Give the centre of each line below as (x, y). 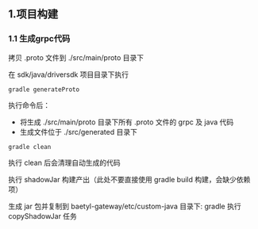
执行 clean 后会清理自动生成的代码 (64, 162)
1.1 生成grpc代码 (39, 39)
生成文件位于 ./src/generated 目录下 (78, 132)
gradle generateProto (44, 90)
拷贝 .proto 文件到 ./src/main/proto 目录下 (76, 57)
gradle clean (30, 147)
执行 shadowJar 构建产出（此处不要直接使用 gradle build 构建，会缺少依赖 (129, 179)
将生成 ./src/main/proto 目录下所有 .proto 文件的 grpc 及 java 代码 (127, 122)
